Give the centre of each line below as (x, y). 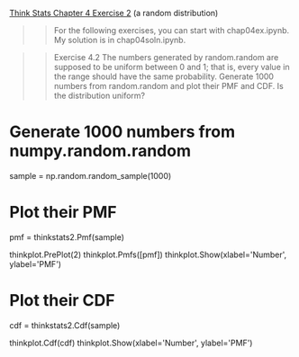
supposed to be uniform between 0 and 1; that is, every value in (172, 67)
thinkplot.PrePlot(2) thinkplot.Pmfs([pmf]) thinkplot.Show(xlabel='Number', (148, 254)
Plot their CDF (62, 301)
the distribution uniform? (100, 95)
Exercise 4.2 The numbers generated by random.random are (166, 57)
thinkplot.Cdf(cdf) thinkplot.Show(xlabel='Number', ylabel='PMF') (131, 343)
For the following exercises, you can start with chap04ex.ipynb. (172, 30)
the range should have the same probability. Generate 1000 (164, 76)
